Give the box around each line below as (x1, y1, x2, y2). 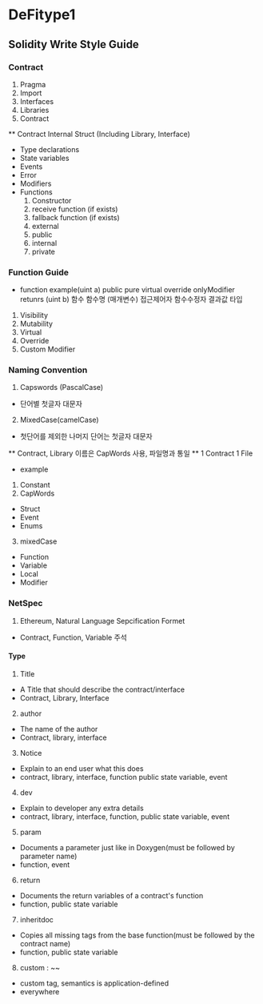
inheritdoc (19, 914, 54, 924)
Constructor (31, 195, 72, 205)
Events (19, 162, 43, 171)
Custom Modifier (19, 344, 76, 354)
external (31, 221, 59, 231)
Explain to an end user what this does (19, 763, 144, 773)
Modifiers (19, 179, 52, 188)
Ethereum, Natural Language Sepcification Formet (19, 616, 185, 625)
